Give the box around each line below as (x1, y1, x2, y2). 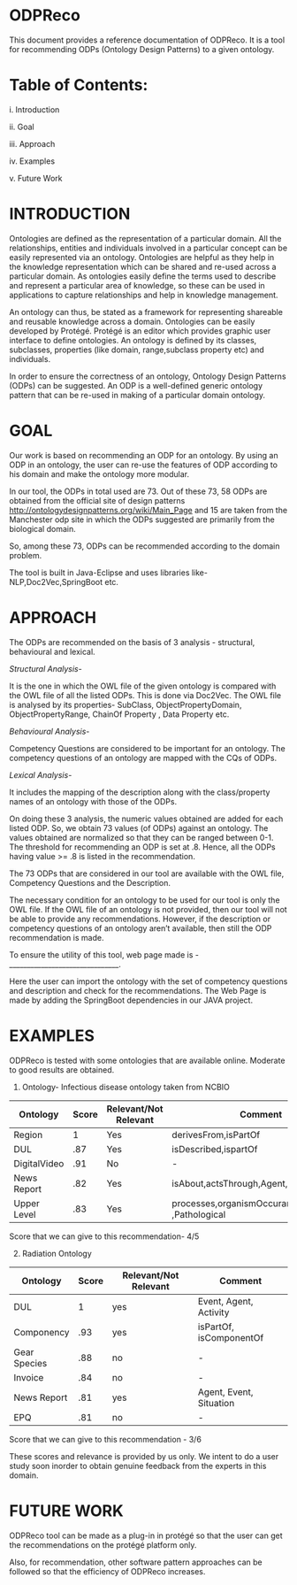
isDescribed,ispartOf (171, 1143, 258, 1155)
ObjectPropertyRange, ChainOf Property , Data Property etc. (9, 709, 230, 719)
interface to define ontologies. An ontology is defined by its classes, (9, 335, 257, 345)
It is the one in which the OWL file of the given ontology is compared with (9, 681, 277, 691)
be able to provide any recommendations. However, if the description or (9, 913, 271, 924)
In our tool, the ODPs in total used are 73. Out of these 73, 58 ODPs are (9, 486, 268, 496)
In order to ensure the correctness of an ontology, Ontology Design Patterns (9, 371, 286, 381)
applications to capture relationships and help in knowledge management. (9, 289, 278, 300)
